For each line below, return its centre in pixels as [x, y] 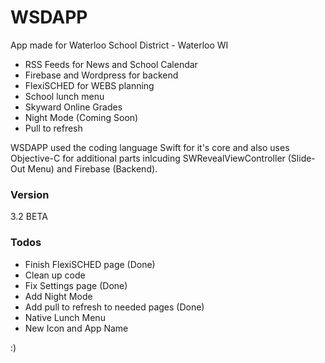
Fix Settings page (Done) [76, 285]
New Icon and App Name [76, 328]
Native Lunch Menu [65, 317]
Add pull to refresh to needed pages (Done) [114, 307]
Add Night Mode [58, 296]
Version [30, 194]
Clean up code [55, 275]
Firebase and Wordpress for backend [101, 75]
